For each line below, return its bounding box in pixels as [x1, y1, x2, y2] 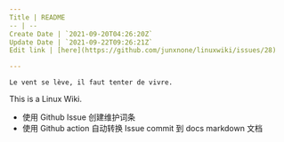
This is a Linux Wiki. [9, 94, 83, 105]
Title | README [9, 12, 66, 22]
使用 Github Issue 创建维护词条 [21, 112, 136, 122]
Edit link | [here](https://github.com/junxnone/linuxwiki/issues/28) [9, 46, 277, 55]
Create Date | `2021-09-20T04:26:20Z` [9, 29, 153, 38]
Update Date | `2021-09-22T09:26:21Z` [9, 37, 153, 47]
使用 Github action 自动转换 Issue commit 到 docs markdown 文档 [21, 123, 263, 134]
